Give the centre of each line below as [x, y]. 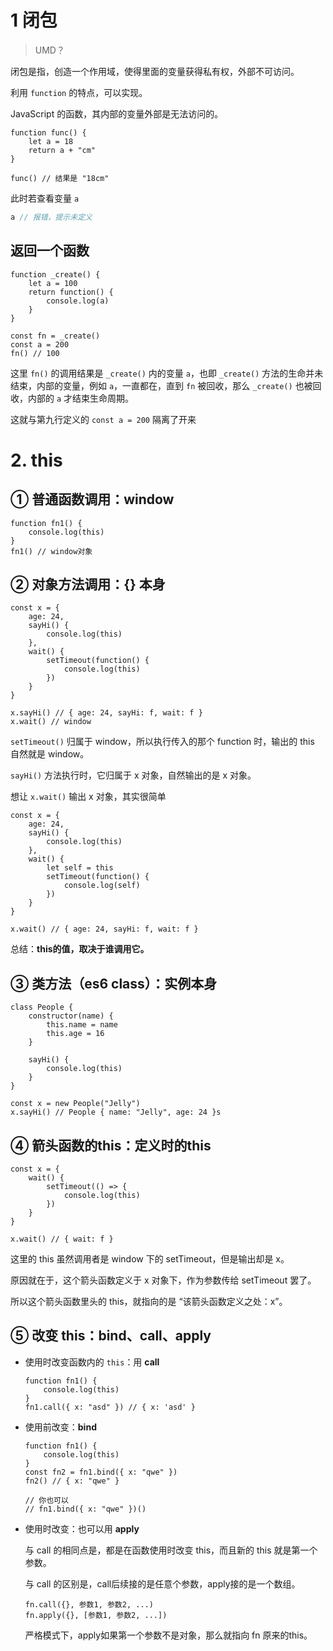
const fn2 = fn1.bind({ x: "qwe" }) [101, 1472]
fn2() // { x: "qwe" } [72, 1481]
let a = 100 [53, 283]
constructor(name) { [71, 1016]
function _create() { [55, 274]
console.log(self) [102, 886]
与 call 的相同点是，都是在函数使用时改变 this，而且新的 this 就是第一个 [171, 1550]
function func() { [48, 132]
